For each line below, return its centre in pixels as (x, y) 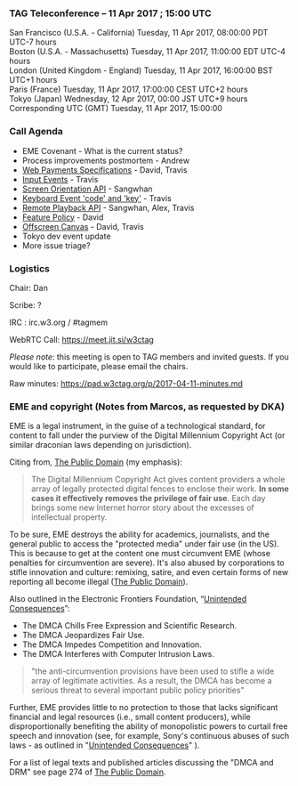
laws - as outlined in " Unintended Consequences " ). (105, 745)
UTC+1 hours (33, 80)
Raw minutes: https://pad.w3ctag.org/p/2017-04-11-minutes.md (126, 383)
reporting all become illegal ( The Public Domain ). (99, 582)
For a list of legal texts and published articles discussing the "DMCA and (141, 763)
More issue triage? (56, 245)
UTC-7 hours (33, 42)
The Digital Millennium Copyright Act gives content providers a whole (158, 480)
